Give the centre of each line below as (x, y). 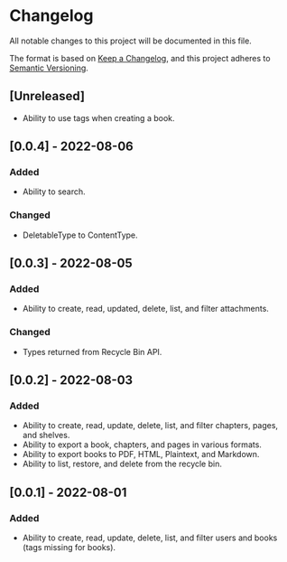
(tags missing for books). (69, 548)
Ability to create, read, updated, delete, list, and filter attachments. (145, 309)
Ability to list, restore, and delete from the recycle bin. (122, 464)
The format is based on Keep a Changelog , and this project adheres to (140, 58)
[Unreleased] (47, 96)
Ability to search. (54, 192)
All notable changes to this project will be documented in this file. (131, 41)
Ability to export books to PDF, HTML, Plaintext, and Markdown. (141, 454)
